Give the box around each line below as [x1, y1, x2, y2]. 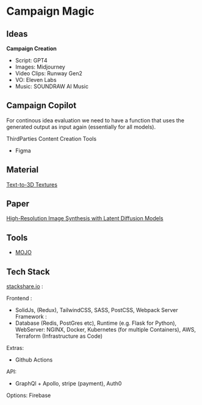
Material [6, 165, 38, 175]
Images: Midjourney [15, 63, 65, 70]
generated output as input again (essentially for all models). [6, 123, 156, 130]
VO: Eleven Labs [15, 76, 57, 83]
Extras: [6, 344, 24, 352]
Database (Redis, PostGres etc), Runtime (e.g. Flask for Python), [15, 319, 177, 327]
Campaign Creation [6, 45, 57, 52]
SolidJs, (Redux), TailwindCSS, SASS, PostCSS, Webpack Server [15, 307, 178, 314]
